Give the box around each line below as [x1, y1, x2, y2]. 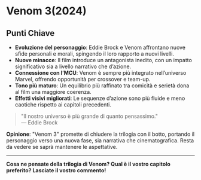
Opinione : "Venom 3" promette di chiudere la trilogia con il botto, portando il [6, 130, 195, 138]
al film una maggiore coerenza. [14, 89, 92, 95]
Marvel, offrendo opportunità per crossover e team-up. [14, 76, 151, 83]
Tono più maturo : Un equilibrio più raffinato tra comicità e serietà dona [14, 82, 190, 89]
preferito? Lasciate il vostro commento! [6, 167, 106, 174]
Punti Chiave [6, 28, 55, 38]
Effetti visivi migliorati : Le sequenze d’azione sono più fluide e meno [14, 94, 185, 102]
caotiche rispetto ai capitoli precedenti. [14, 101, 112, 108]
